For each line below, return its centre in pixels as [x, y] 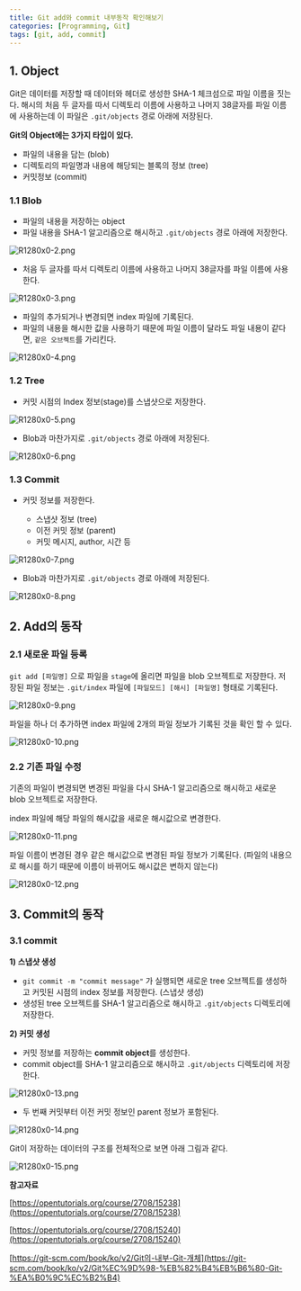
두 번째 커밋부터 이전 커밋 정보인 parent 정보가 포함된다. [120, 1111]
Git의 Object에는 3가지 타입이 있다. [71, 135]
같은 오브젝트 [55, 340]
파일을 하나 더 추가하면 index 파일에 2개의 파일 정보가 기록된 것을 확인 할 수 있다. [150, 723]
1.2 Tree [27, 381]
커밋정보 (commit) [55, 177]
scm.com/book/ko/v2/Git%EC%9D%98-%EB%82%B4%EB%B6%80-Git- [146, 1268]
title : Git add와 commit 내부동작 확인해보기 [87, 18]
